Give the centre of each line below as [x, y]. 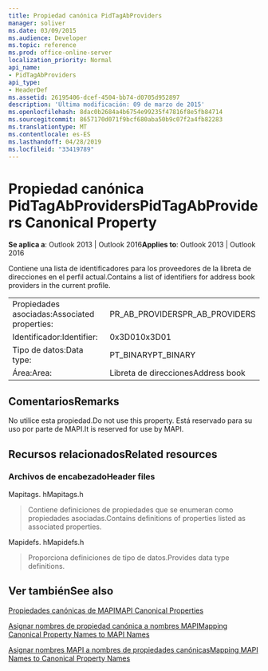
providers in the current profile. [59, 286]
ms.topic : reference [43, 45]
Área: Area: [32, 373]
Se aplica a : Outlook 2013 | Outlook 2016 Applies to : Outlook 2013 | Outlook [132, 245]
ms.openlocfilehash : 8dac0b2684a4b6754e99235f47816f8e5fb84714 [116, 112]
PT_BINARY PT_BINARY [153, 355]
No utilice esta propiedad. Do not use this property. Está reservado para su [130, 420]
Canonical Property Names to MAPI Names [79, 634]
